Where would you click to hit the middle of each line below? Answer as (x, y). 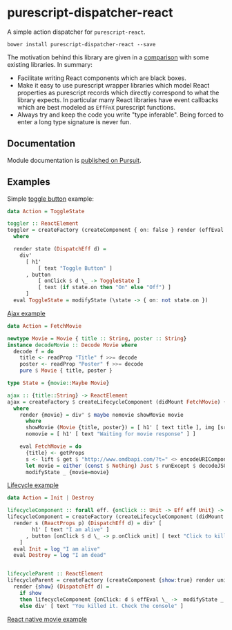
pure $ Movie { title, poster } (66, 371)
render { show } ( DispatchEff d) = (61, 587)
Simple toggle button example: (51, 199)
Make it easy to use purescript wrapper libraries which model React (113, 85)
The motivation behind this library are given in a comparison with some (108, 57)
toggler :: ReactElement (43, 224)
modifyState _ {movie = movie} (67, 472)
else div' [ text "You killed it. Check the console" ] (102, 606)
